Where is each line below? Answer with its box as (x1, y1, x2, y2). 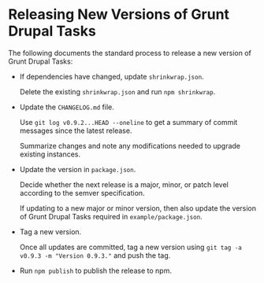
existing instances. (19, 149, 81, 159)
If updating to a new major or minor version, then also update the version (19, 203, 257, 213)
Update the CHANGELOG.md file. (19, 102, 114, 112)
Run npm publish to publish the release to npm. (19, 266, 172, 275)
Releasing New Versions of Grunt (8, 6, 230, 24)
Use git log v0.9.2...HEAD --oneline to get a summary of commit (19, 117, 238, 127)
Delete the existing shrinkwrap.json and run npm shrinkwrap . (19, 86, 216, 96)
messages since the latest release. (19, 126, 132, 135)
